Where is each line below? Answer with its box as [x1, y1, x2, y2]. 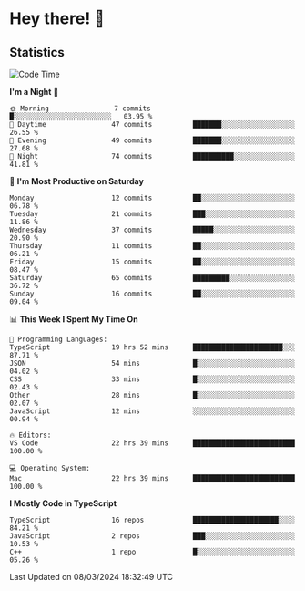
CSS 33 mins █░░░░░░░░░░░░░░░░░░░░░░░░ [9, 375, 296, 384]
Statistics [9, 45, 66, 60]
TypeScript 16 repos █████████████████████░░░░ [9, 515, 296, 524]
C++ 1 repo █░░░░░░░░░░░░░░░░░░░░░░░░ [9, 547, 296, 556]
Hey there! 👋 [9, 8, 105, 29]
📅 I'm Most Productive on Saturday [9, 176, 144, 186]
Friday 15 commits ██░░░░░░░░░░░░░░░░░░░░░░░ [9, 257, 296, 266]
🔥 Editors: [9, 430, 52, 440]
